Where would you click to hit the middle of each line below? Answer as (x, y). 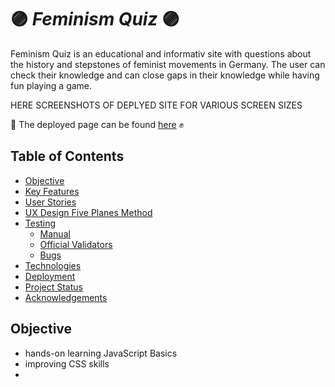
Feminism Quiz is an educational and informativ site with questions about (161, 53)
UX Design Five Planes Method (88, 212)
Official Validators (76, 244)
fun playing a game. (51, 85)
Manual (55, 233)
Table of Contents (67, 156)
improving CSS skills (67, 363)
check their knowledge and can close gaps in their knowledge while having (165, 75)
